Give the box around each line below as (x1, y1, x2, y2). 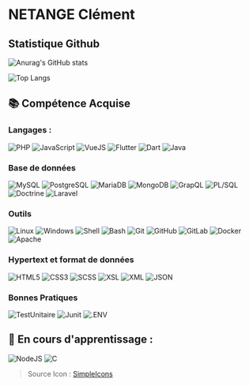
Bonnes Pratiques (8, 292, 78, 303)
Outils (8, 208, 32, 219)
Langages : (8, 125, 52, 136)
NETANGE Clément (8, 6, 136, 24)
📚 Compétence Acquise (8, 97, 131, 111)
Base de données (8, 162, 77, 173)
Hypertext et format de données (8, 254, 134, 265)
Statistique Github (8, 37, 100, 51)
